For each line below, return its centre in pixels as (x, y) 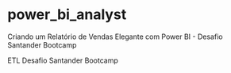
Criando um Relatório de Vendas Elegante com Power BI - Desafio (115, 36)
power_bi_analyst (67, 15)
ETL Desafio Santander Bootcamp (63, 60)
